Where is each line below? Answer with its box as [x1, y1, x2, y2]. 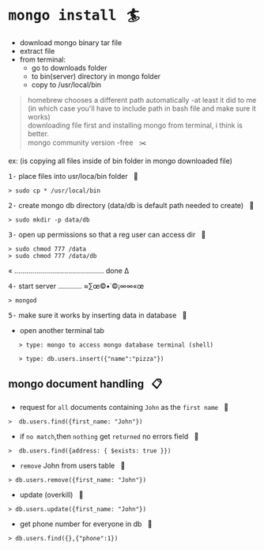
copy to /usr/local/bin [31, 80, 101, 89]
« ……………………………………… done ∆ [8, 266, 130, 275]
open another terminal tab [19, 325, 105, 335]
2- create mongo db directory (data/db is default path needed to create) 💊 [8, 200, 255, 210]
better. [27, 128, 50, 138]
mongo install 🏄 [8, 6, 140, 25]
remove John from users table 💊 [19, 461, 126, 470]
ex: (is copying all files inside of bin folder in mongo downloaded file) [8, 156, 233, 165]
